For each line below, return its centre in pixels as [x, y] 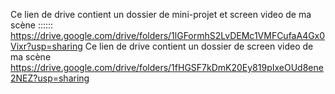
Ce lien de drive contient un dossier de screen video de [199, 46]
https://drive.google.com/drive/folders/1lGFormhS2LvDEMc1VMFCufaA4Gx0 [168, 35]
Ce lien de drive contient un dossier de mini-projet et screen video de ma [161, 14]
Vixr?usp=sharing [46, 46]
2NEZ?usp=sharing [50, 78]
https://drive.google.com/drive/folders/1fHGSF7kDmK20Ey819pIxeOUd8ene [167, 67]
